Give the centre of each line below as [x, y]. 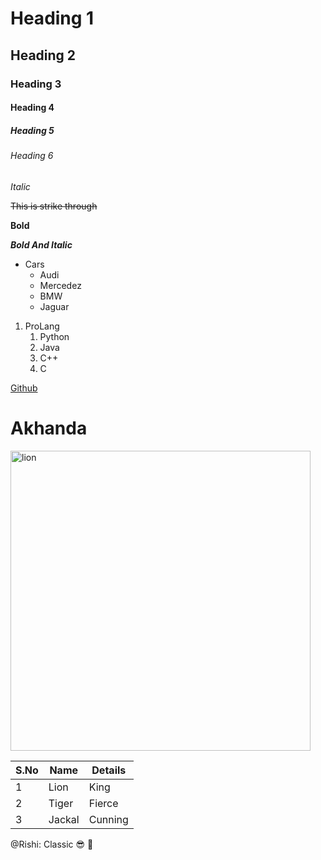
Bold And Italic [41, 244]
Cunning [108, 819]
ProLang [42, 326]
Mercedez [60, 285]
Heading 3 [36, 84]
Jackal [64, 819]
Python [54, 336]
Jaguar [54, 306]
